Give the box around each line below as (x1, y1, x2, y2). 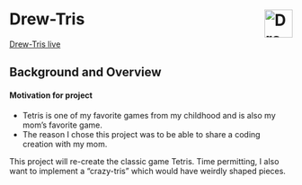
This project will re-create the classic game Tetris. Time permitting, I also (9, 155, 280, 166)
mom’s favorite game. (22, 119, 103, 130)
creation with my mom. (22, 138, 108, 149)
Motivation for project (9, 90, 93, 101)
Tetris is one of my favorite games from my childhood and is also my (22, 110, 276, 120)
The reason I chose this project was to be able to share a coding (22, 128, 261, 139)
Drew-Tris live (9, 39, 61, 49)
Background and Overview (9, 65, 162, 80)
